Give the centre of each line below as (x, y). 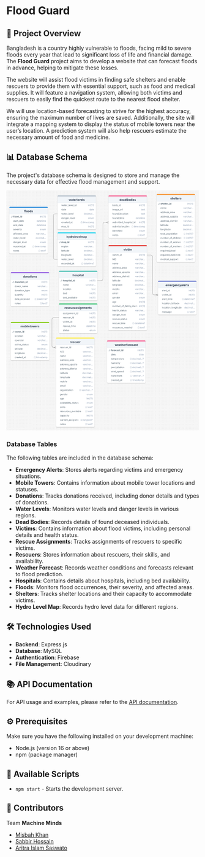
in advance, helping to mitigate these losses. (62, 68)
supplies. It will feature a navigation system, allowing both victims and (94, 92)
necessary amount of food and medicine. (58, 137)
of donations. (32, 502)
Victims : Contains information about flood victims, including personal (103, 528)
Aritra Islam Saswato (41, 848)
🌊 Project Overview (44, 33)
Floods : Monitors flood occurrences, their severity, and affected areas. (104, 587)
